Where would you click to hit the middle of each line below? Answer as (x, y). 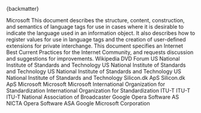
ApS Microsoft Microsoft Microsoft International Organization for (86, 84)
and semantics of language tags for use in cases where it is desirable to (95, 27)
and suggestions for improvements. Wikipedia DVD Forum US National (93, 59)
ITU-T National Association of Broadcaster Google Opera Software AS (93, 97)
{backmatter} (22, 9)
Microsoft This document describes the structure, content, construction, (95, 20)
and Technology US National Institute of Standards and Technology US (94, 71)
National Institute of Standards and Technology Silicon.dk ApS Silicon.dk (96, 78)
